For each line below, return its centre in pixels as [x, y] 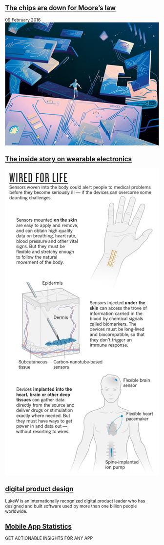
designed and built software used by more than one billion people [71, 506]
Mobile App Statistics [39, 527]
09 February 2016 [23, 20]
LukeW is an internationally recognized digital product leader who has [75, 501]
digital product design [39, 489]
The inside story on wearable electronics [68, 159]
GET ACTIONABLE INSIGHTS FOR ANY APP [49, 538]
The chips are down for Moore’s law [61, 8]
